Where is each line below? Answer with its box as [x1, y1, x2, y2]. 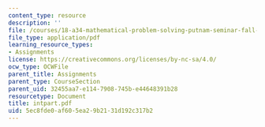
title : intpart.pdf [8, 99, 73, 107]
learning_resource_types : [8, 41, 93, 49]
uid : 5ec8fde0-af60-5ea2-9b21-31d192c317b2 [8, 107, 154, 115]
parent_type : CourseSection [8, 77, 101, 85]
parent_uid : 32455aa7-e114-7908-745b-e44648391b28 [8, 84, 178, 93]
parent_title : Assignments [8, 70, 97, 78]
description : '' [8, 19, 62, 27]
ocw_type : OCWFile [8, 63, 69, 71]
